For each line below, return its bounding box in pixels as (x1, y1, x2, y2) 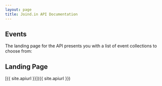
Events (5, 30, 27, 38)
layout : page (5, 7, 32, 12)
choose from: (5, 48, 32, 54)
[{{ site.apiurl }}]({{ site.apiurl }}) (5, 76, 71, 82)
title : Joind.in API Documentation (5, 12, 78, 17)
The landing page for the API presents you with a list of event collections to (5, 43, 157, 49)
